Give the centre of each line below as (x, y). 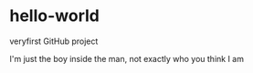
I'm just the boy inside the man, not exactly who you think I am (127, 58)
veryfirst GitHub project (54, 41)
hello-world (55, 16)
